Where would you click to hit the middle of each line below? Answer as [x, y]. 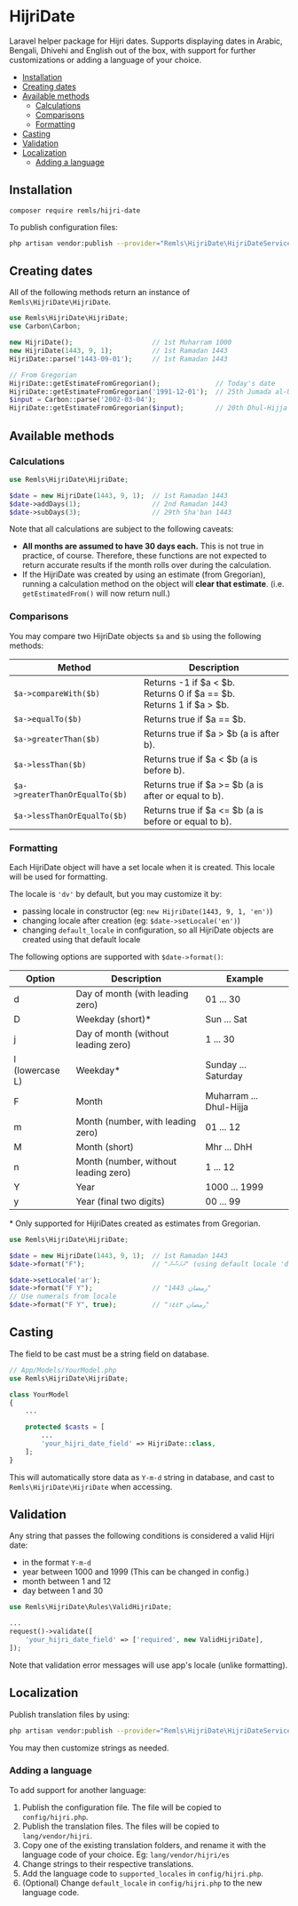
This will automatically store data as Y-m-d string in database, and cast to [142, 1477]
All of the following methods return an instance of [100, 292]
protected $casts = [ [65, 1427]
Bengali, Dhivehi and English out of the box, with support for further [133, 50]
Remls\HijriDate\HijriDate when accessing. [91, 1486]
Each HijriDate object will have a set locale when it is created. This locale [142, 867]
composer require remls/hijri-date [75, 211]
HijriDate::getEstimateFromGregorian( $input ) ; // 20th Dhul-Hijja [149, 408]
